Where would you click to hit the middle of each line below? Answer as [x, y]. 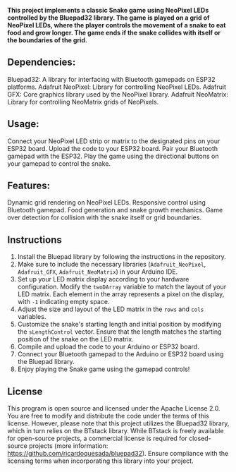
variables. [32, 317]
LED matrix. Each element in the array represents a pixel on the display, [121, 294]
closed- [200, 438]
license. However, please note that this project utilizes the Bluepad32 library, [118, 423]
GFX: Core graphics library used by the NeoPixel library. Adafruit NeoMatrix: [118, 94]
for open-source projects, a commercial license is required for [98, 438]
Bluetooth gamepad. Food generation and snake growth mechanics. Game [115, 210]
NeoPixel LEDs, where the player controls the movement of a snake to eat [117, 25]
